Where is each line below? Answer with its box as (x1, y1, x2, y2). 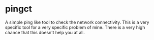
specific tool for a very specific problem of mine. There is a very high (5, 24, 145, 30)
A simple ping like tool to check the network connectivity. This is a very (5, 19, 150, 25)
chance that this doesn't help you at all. (5, 29, 85, 35)
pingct (5, 3, 32, 14)
